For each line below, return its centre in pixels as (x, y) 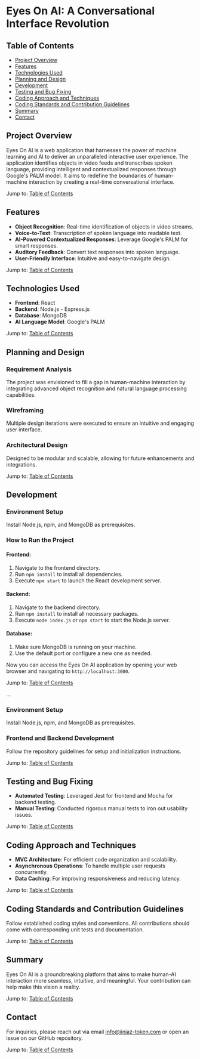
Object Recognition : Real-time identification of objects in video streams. (104, 226)
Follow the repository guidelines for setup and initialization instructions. (94, 751)
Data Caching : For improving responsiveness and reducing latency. (98, 879)
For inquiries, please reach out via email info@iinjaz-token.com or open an (98, 1032)
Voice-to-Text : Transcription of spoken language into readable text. (98, 233)
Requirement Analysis (39, 369)
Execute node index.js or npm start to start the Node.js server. (92, 620)
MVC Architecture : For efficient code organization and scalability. (96, 860)
